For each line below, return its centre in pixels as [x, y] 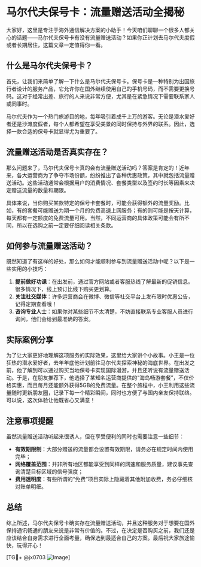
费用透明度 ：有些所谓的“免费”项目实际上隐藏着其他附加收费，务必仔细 [101, 479]
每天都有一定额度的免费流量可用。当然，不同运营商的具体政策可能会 [90, 218]
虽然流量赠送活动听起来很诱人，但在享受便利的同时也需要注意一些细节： [95, 436]
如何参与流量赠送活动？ [49, 246]
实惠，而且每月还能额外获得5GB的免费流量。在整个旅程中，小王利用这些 [100, 385]
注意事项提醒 [30, 421]
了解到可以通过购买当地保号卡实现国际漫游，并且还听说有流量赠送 [103, 370]
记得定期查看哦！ [36, 304]
